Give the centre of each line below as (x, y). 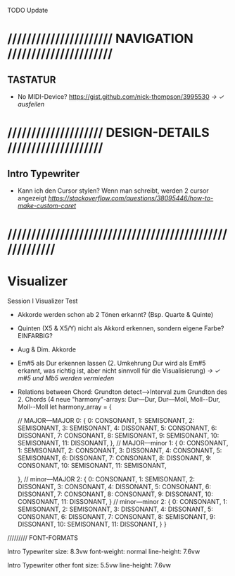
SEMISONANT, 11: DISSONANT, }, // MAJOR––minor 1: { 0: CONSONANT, (123, 443)
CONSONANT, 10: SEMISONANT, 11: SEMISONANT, (92, 466)
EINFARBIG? (35, 336)
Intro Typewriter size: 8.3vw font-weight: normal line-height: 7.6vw (104, 552)
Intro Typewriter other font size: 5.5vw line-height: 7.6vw (89, 565)
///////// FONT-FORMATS (43, 538)
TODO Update (28, 10)
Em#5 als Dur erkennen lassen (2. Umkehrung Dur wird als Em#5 (112, 364)
